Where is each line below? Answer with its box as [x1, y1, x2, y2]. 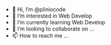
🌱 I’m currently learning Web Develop [12, 19, 106, 26]
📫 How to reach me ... [12, 32, 69, 39]
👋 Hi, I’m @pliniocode [12, 6, 66, 13]
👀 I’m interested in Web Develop [12, 12, 92, 19]
